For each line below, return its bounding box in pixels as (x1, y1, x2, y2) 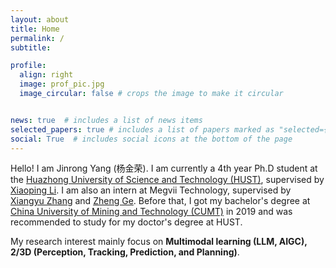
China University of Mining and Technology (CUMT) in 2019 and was (10, 206, 293, 218)
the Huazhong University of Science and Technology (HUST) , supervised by (10, 174, 325, 186)
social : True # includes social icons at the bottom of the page (10, 134, 293, 144)
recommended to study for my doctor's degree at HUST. (10, 216, 243, 228)
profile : (10, 61, 47, 71)
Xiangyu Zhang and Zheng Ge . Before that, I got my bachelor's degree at (10, 195, 311, 207)
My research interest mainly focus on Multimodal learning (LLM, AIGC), (10, 236, 308, 248)
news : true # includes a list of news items (10, 115, 203, 125)
